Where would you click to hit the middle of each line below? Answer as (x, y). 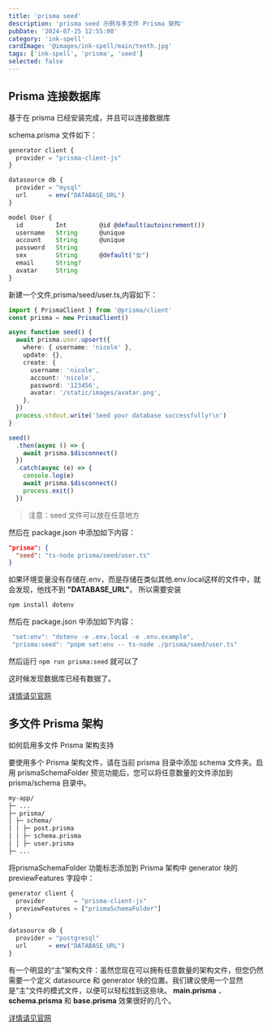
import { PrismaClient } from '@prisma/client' (91, 310)
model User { (30, 217)
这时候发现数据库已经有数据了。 (62, 678)
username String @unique (71, 233)
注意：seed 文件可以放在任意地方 (84, 515)
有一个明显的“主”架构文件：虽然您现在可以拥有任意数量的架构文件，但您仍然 (136, 970)
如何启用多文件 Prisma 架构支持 (61, 745)
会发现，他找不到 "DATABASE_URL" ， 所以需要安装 (95, 590)
